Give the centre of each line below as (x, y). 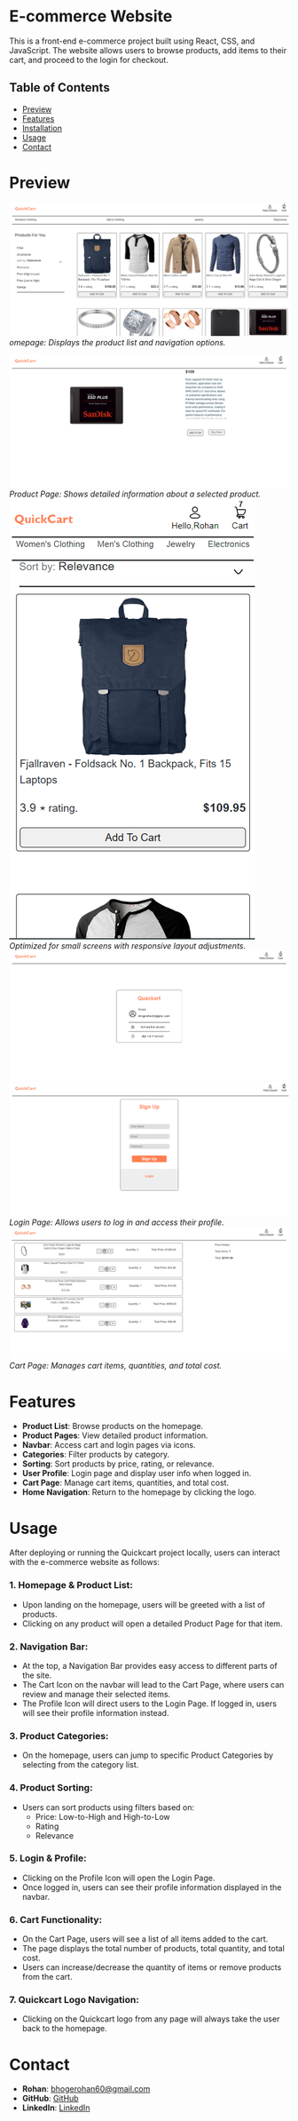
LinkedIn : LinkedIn (56, 2108)
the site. (37, 1675)
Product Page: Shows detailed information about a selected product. (135, 494)
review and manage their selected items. (96, 1694)
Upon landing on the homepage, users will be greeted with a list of (144, 1604)
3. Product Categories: (59, 1736)
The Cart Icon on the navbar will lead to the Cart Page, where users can (153, 1684)
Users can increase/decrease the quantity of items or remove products (152, 1967)
